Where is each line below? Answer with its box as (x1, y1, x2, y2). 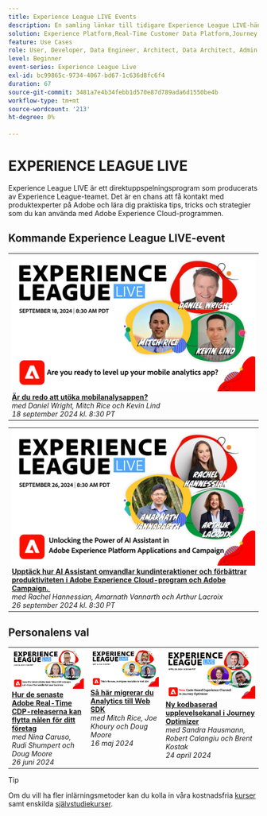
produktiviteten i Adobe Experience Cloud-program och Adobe (11, 575, 226, 584)
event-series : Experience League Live (8, 64, 137, 72)
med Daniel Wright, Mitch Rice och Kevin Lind (11, 401, 161, 411)
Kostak (165, 742, 189, 752)
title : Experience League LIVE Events (8, 13, 137, 21)
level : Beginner (8, 55, 62, 63)
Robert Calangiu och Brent (165, 733, 253, 743)
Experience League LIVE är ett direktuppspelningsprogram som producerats (8, 183, 258, 192)
